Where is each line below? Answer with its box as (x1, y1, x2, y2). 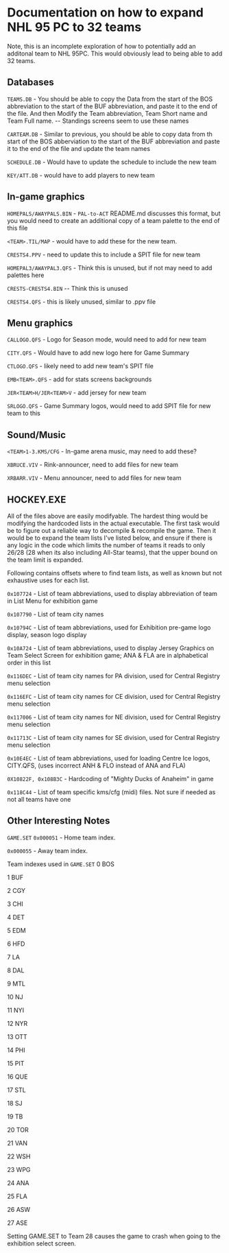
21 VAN (7, 1138, 28, 1147)
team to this (7, 409, 41, 418)
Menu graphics (7, 317, 73, 329)
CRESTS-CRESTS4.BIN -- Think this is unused (7, 284, 128, 292)
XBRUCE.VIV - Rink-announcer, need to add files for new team (7, 461, 179, 469)
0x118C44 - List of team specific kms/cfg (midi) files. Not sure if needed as (7, 788, 216, 796)
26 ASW (7, 1205, 31, 1213)
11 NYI (7, 1006, 25, 1014)
